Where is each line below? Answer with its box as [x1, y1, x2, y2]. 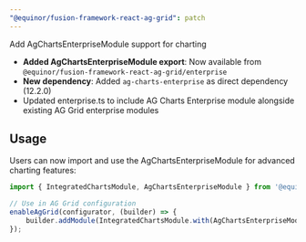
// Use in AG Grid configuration [9, 199, 137, 208]
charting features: [9, 165, 76, 176]
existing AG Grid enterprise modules [22, 104, 159, 115]
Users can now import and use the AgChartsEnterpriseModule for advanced [9, 155, 296, 166]
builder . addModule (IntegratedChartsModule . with [25, 216, 209, 226]
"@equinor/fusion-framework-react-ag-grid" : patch [9, 13, 206, 23]
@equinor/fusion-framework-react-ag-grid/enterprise [22, 68, 228, 77]
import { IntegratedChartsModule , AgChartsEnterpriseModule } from [9, 183, 271, 192]
